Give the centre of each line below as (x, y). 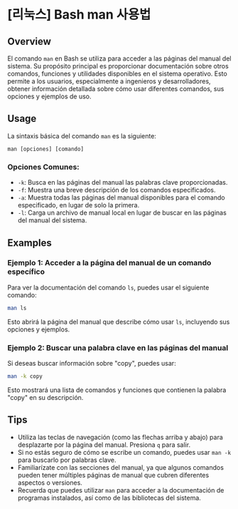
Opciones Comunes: (43, 167)
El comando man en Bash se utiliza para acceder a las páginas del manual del (119, 58)
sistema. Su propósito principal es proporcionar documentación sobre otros (118, 66)
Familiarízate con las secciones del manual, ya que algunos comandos (120, 467)
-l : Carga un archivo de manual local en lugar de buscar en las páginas (122, 213)
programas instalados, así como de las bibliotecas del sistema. (109, 498)
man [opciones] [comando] (45, 149)
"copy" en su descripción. (45, 397)
